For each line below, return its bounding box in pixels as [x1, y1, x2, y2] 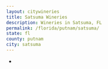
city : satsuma [6, 42, 42, 48]
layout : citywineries [6, 8, 60, 15]
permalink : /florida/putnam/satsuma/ [6, 25, 100, 31]
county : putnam [6, 36, 44, 42]
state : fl [6, 31, 31, 37]
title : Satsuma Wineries [6, 14, 68, 20]
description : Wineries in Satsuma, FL [6, 19, 102, 25]
